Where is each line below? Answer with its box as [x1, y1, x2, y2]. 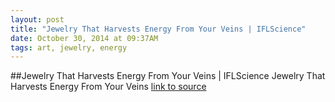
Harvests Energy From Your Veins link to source [10, 81, 207, 93]
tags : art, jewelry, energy [10, 42, 128, 53]
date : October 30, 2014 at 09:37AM [10, 33, 159, 43]
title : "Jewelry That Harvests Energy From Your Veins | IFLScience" [10, 24, 307, 34]
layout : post [10, 14, 65, 25]
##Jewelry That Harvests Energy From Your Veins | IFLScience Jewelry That [10, 70, 326, 82]
